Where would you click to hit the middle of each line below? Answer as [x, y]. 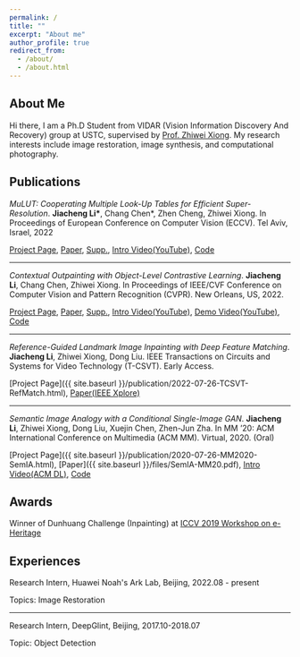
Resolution [29, 213]
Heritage [25, 533]
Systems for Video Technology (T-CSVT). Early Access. [112, 366]
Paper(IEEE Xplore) [105, 392]
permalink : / [33, 17]
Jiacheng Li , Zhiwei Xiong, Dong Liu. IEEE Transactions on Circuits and [140, 356]
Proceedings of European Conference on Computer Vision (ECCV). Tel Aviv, [149, 222]
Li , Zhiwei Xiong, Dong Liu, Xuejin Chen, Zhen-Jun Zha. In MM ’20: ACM [142, 428]
